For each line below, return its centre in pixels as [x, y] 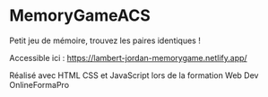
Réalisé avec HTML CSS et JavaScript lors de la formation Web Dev [134, 75]
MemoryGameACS [80, 16]
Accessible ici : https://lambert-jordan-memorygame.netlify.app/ [129, 57]
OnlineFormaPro [39, 84]
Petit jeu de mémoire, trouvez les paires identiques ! [105, 40]
